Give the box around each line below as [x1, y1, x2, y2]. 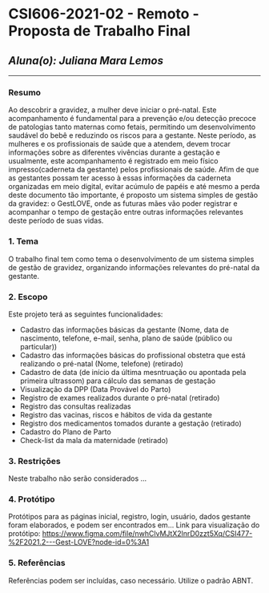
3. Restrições [8, 455, 62, 466]
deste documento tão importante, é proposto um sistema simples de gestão [8, 190, 259, 200]
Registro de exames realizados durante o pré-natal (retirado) [19, 393, 220, 402]
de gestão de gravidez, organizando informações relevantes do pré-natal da [8, 262, 260, 272]
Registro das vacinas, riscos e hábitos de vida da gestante [19, 409, 212, 419]
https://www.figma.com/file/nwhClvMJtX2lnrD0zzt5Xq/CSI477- [42, 529, 253, 539]
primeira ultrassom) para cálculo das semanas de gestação [19, 376, 216, 385]
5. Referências [8, 558, 66, 569]
